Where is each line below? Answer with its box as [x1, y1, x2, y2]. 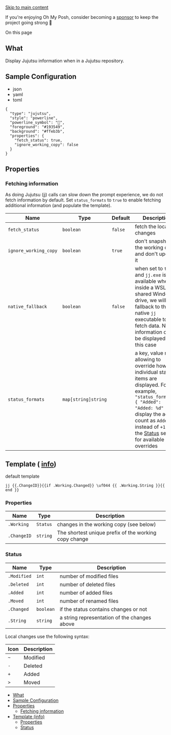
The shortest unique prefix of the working [56, 529, 157, 536]
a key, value [134, 349, 164, 357]
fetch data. [134, 322, 161, 330]
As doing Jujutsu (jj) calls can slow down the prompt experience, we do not [5, 192, 163, 198]
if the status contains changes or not [59, 605, 148, 612]
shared [134, 290, 152, 298]
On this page [5, 30, 32, 35]
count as [134, 417, 156, 424]
